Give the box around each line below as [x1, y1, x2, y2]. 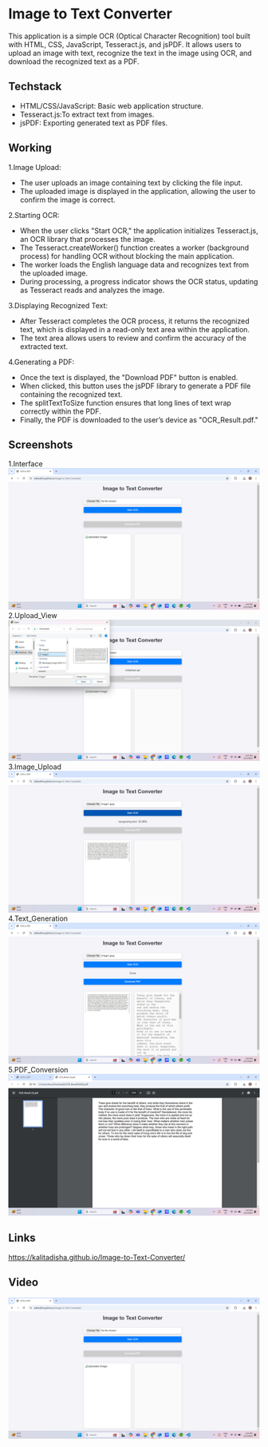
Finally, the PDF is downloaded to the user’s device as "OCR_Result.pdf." [19, 414, 259, 424]
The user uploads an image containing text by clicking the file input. [19, 177, 243, 188]
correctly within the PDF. [19, 406, 101, 416]
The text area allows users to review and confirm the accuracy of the [19, 333, 247, 343]
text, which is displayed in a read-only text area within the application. [19, 324, 250, 334]
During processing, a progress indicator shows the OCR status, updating [19, 276, 258, 286]
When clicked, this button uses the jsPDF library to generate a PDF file [19, 381, 251, 390]
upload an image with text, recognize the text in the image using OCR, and [8, 48, 253, 57]
